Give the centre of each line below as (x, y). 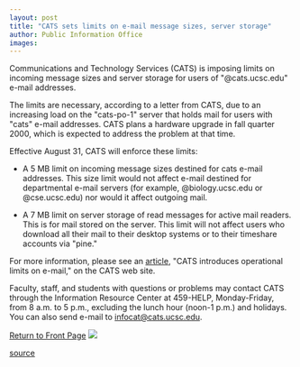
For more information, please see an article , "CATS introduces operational (146, 261)
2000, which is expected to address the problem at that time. (123, 134)
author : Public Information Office (76, 34)
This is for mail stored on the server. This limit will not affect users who (154, 225)
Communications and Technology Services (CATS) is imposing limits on (142, 69)
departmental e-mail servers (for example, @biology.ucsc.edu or (142, 188)
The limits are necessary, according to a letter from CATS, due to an (135, 106)
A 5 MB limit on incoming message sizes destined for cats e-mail (142, 169)
